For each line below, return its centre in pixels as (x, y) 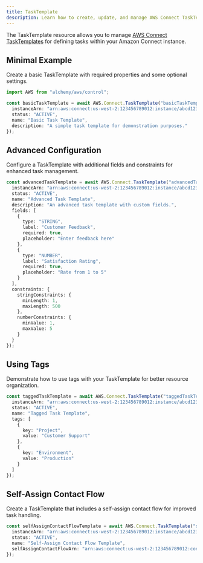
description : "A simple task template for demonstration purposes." (100, 126)
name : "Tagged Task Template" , (51, 413)
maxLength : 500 (41, 306)
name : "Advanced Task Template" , (54, 199)
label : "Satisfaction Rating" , (62, 261)
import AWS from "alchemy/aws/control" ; (58, 92)
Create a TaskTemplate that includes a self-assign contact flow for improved (101, 509)
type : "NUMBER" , (43, 255)
